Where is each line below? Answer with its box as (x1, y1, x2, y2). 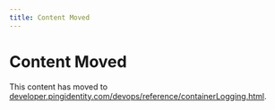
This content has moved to (9, 81, 108, 92)
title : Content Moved (9, 13, 90, 22)
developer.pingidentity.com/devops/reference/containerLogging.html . (9, 90, 267, 101)
